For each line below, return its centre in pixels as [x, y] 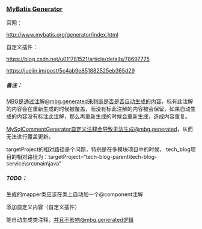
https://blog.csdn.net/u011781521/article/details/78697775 [78, 59]
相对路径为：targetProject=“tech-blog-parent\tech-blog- [87, 157]
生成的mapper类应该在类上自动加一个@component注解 [75, 194]
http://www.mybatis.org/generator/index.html [62, 35]
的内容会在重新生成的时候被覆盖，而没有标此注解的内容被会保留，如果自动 [98, 109]
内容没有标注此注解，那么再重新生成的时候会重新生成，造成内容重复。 [103, 116]
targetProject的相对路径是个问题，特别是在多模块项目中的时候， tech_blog [98, 149]
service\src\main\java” [34, 164]
